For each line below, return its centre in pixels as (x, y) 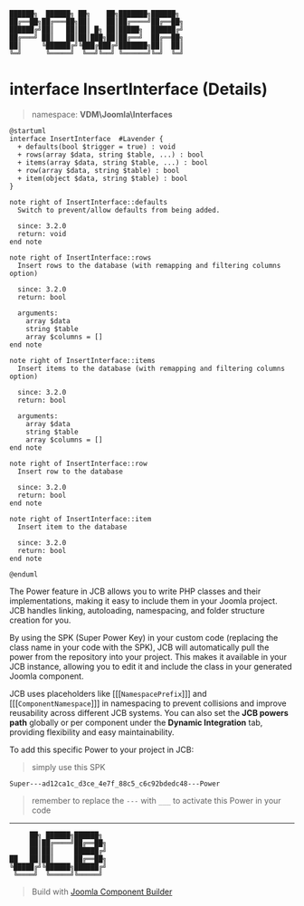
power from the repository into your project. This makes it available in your (148, 656)
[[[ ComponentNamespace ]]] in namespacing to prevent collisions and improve (148, 703)
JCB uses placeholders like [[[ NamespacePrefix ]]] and (108, 693)
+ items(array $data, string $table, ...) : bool (113, 162)
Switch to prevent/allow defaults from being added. (119, 210)
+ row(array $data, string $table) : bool (99, 170)
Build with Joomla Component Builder (102, 892)
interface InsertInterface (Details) (139, 89)
